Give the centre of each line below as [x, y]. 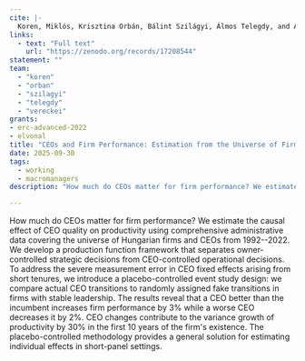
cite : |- [26, 18]
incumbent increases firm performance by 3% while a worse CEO [132, 308]
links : [22, 35]
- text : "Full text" [56, 43]
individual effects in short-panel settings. [86, 346]
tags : [20, 161]
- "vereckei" [42, 111]
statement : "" [36, 60]
